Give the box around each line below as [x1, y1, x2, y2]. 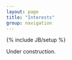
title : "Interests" [6, 14, 55, 20]
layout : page [6, 8, 39, 15]
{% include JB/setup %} [6, 37, 66, 44]
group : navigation [6, 20, 52, 26]
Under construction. [6, 48, 56, 55]
